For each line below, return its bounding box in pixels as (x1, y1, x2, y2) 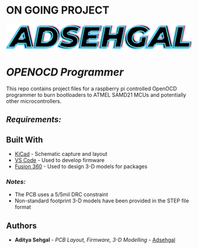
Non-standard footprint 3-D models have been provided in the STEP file (14, 197, 190, 204)
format (14, 204, 31, 211)
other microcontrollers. (6, 97, 62, 104)
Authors (6, 221, 37, 231)
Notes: (6, 178, 26, 186)
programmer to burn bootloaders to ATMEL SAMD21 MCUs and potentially (6, 91, 187, 98)
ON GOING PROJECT (6, 4, 110, 17)
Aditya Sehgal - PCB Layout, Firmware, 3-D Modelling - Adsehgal (14, 237, 176, 244)
